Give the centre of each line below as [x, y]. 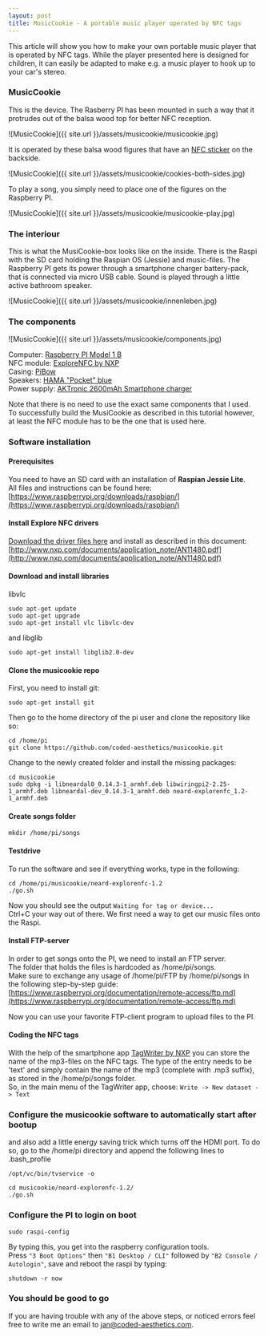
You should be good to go [59, 1299]
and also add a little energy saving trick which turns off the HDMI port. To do [134, 1142]
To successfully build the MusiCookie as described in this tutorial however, [131, 413]
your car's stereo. [37, 71]
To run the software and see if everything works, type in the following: [124, 869]
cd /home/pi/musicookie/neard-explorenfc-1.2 [85, 883]
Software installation [50, 442]
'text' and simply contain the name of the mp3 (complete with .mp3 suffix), [131, 1070]
